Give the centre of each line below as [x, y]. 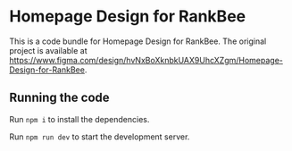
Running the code [59, 98]
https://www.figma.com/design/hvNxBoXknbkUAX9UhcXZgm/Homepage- [146, 60]
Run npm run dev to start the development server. [100, 137]
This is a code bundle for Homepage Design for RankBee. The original [138, 41]
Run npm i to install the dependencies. [79, 119]
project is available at [48, 50]
